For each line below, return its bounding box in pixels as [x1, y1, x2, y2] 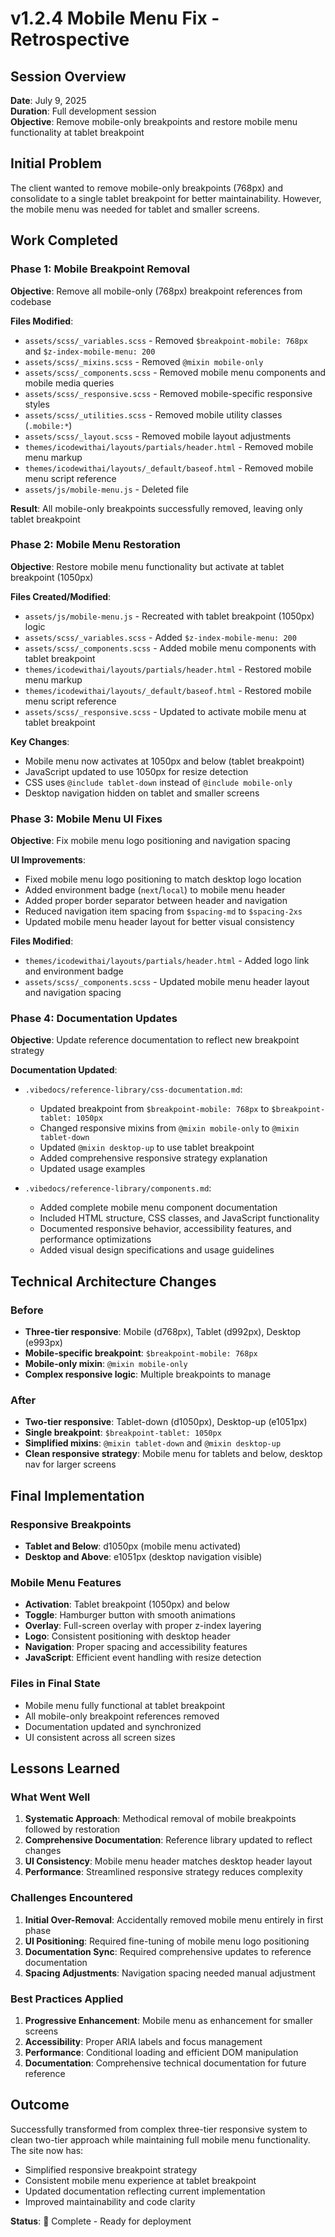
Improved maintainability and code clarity [24, 2195, 196, 2207]
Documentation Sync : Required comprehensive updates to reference [24, 1945, 312, 1957]
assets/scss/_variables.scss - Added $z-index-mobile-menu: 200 [24, 631, 297, 643]
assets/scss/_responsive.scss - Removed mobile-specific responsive [24, 387, 313, 399]
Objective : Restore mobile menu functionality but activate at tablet [10, 560, 285, 572]
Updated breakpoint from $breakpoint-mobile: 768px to [39, 1103, 270, 1115]
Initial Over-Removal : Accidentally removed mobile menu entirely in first [24, 1913, 324, 1926]
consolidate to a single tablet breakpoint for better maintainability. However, [10, 192, 322, 204]
